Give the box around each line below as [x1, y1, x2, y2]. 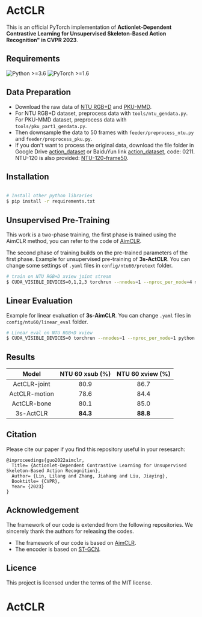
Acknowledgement [6, 505, 79, 515]
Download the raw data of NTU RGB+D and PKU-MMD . [14, 103, 152, 110]
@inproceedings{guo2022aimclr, [6, 457, 85, 463]
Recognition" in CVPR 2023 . [6, 36, 78, 43]
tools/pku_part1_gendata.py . [14, 122, 87, 129]
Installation [6, 171, 49, 182]
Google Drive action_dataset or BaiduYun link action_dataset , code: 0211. [14, 148, 195, 155]
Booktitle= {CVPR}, [11, 478, 61, 484]
